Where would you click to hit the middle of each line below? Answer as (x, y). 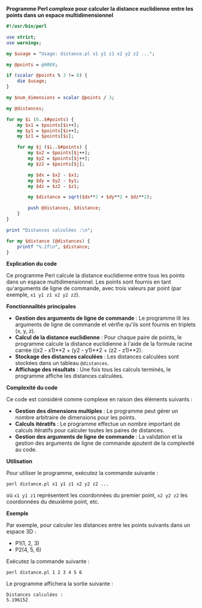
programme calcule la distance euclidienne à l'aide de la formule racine (104, 344)
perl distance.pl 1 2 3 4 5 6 (44, 573)
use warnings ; (24, 43)
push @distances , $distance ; (65, 208)
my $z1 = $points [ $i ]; (46, 136)
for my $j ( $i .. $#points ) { (52, 147)
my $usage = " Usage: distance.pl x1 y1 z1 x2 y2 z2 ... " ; (80, 54)
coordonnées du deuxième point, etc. (53, 502)
